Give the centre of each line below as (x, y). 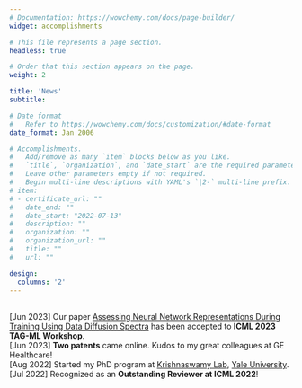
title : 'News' (36, 92)
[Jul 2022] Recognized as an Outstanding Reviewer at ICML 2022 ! (134, 375)
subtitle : (28, 100)
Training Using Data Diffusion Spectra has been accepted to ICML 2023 (142, 326)
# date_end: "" (42, 207)
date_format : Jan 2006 (52, 132)
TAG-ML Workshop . (47, 336)
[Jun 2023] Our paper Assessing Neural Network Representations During (145, 317)
